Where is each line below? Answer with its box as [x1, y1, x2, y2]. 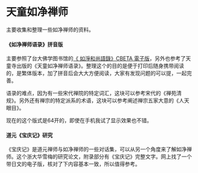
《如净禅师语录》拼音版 [6, 41, 63, 48]
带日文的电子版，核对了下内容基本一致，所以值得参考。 [6, 161, 140, 168]
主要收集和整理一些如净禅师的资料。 [6, 26, 94, 33]
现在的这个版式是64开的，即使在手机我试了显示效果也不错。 [6, 117, 152, 124]
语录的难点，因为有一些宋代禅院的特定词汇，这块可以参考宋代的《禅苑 [6, 90, 177, 97]
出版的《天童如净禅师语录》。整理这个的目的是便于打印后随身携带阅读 [16, 63, 184, 70]
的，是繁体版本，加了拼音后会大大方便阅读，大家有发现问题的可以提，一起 [6, 70, 187, 77]
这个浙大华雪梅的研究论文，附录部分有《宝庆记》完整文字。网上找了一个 [16, 153, 192, 160]
